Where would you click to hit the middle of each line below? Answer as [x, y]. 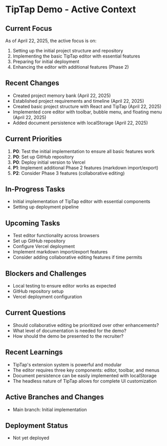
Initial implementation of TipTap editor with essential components [81, 202]
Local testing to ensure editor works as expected [64, 286]
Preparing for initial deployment [46, 62]
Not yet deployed [31, 438]
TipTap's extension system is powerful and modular [67, 364]
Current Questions [36, 313]
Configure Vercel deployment [44, 246]
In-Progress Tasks [35, 189]
